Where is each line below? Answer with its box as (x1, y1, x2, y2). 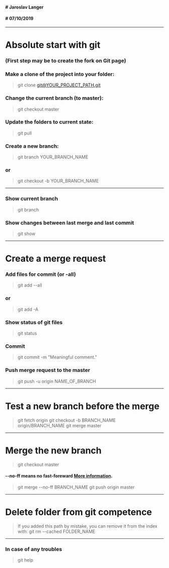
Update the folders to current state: (5, 119, 94, 126)
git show (17, 230, 36, 236)
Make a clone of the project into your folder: (5, 70, 115, 77)
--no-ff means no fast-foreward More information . (5, 473, 113, 479)
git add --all (17, 282, 42, 289)
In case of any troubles (5, 545, 62, 552)
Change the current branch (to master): (5, 94, 104, 102)
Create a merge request (5, 253, 106, 264)
